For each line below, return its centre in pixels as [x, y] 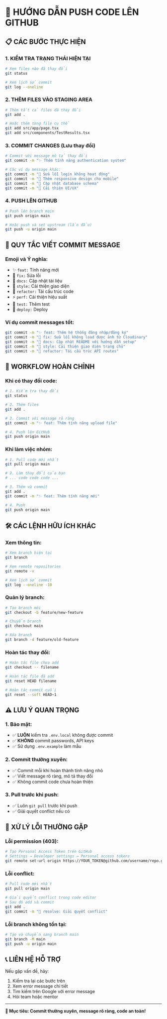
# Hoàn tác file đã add [30, 677]
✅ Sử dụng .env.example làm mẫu [47, 746]
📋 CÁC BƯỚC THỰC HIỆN [45, 42]
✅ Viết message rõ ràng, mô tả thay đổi [53, 776]
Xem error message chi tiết [40, 986]
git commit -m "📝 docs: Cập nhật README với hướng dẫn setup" [71, 342]
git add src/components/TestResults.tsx [48, 133]
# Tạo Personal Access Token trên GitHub [49, 852]
